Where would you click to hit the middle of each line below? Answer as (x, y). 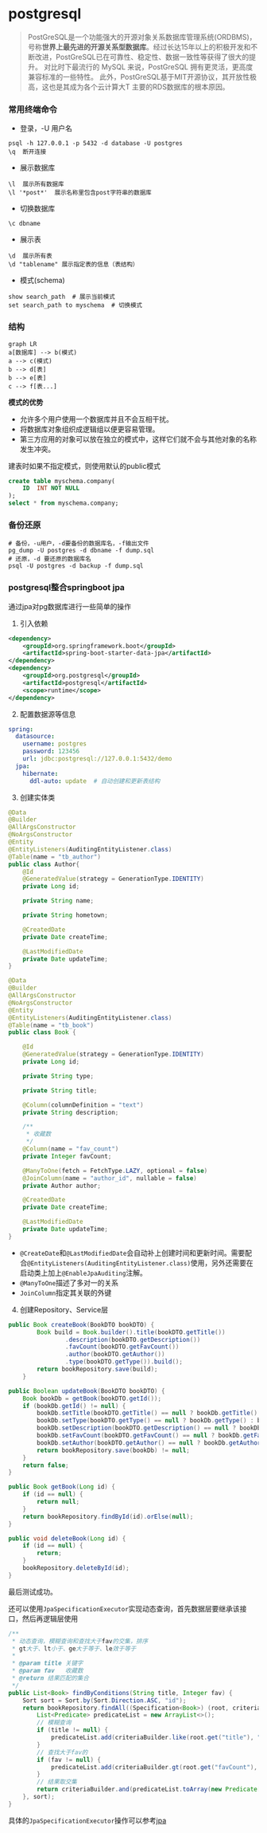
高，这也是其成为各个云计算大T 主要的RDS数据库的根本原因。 (128, 87)
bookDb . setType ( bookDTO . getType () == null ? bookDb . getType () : (145, 1421)
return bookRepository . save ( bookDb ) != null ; (114, 1450)
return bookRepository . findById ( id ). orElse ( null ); (108, 1516)
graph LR (23, 344)
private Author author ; (62, 1186)
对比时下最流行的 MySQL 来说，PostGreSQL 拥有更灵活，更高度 (148, 67)
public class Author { (44, 864)
